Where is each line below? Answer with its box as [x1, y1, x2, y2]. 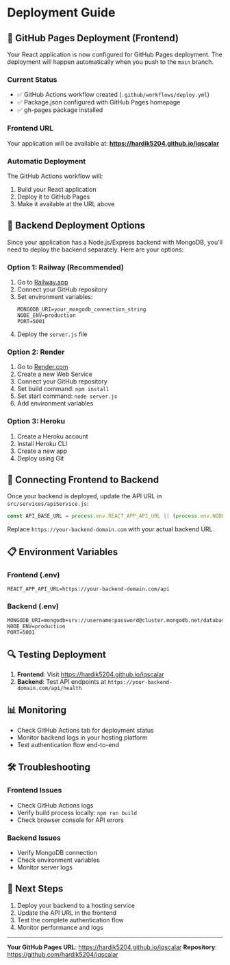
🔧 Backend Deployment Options [7, 220, 146, 232]
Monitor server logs [16, 863, 73, 871]
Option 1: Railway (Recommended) [7, 263, 125, 272]
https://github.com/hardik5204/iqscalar [7, 950, 118, 958]
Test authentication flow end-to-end [16, 740, 120, 748]
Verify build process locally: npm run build [16, 808, 138, 817]
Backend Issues [7, 833, 62, 843]
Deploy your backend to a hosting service [16, 901, 136, 909]
